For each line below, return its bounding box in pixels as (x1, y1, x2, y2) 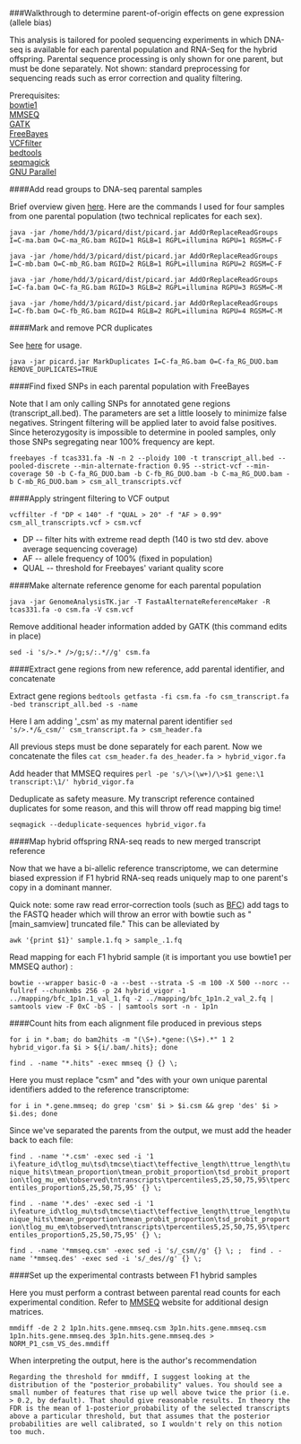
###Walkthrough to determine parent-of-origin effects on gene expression (9, 8, 285, 18)
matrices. (9, 1307, 45, 1316)
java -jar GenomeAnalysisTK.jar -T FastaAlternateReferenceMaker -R (9, 597, 271, 606)
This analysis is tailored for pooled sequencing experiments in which (9, 35, 262, 45)
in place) (9, 630, 42, 641)
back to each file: (9, 1135, 73, 1145)
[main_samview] (9, 919, 70, 929)
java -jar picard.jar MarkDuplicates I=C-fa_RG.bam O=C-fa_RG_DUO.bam (9, 357, 279, 366)
